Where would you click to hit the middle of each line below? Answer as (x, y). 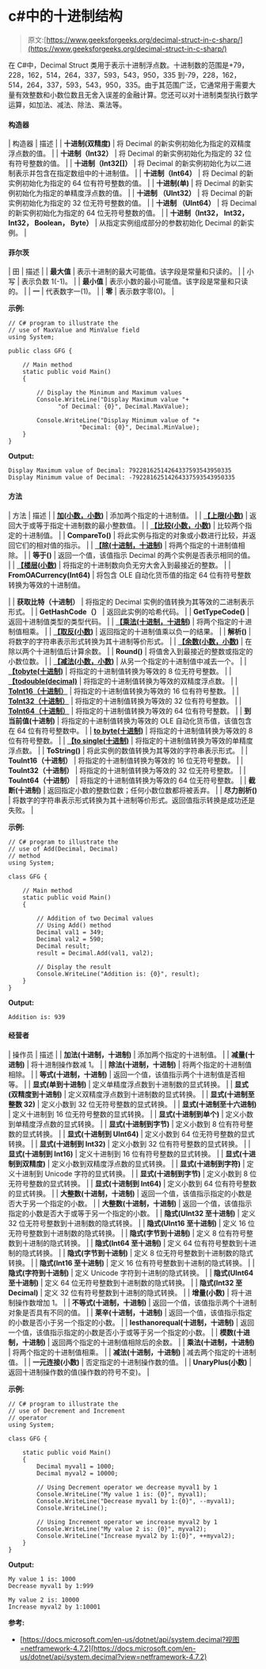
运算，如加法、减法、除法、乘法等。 (67, 105)
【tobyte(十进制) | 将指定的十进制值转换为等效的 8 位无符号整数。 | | (120, 671)
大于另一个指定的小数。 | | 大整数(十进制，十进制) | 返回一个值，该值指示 (133, 1203)
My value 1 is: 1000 (42, 1579)
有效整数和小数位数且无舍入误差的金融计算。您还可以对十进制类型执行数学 (136, 94)
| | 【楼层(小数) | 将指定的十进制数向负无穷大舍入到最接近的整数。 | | (120, 565)
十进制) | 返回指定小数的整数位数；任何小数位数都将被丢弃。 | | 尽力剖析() (137, 790)
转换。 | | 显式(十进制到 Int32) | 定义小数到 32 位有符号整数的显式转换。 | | (129, 1144)
